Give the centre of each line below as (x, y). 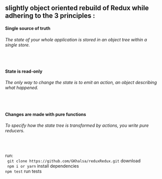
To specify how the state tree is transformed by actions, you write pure (77, 125)
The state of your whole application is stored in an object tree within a (76, 39)
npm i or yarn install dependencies (43, 166)
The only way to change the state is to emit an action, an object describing (81, 83)
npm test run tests (23, 171)
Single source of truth (28, 28)
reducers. (15, 131)
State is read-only (24, 71)
